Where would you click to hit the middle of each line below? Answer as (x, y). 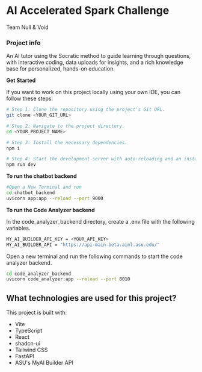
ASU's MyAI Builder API (44, 363)
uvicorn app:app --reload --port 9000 (55, 198)
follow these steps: (29, 99)
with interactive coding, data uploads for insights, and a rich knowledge (95, 62)
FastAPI (24, 356)
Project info (23, 43)
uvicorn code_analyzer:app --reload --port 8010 (68, 279)
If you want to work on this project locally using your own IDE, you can (93, 92)
